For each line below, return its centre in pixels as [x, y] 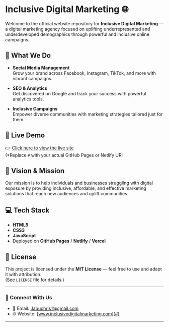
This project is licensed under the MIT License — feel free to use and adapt [83, 269]
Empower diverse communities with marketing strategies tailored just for [88, 114]
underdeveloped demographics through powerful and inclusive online [77, 34]
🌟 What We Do [28, 56]
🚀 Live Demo [25, 135]
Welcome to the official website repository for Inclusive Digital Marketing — [84, 23]
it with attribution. [23, 274]
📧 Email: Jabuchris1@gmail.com [46, 308]
